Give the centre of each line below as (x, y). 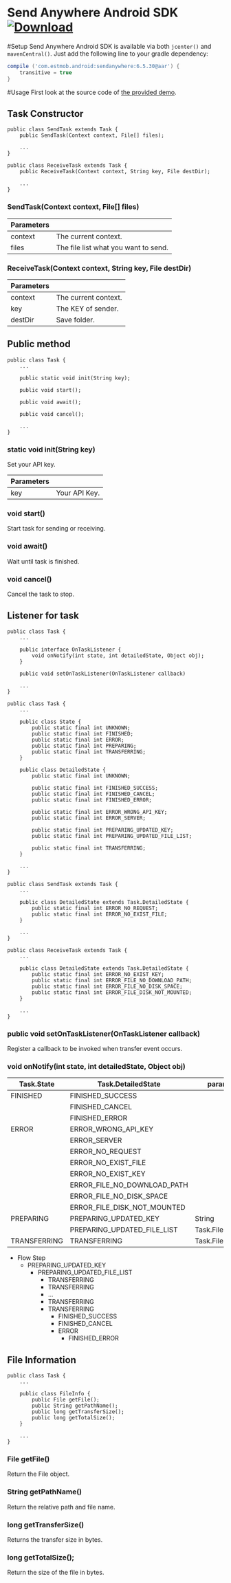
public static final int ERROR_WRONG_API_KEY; (100, 812)
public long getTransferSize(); (78, 1412)
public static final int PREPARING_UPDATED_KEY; (103, 830)
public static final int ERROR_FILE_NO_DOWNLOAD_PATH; (112, 980)
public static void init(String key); (75, 378)
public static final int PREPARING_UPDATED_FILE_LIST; (112, 836)
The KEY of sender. (87, 309)
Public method (39, 344)
